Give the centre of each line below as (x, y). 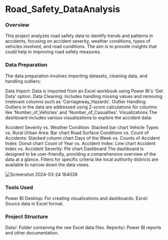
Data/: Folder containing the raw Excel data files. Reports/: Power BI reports (83, 227)
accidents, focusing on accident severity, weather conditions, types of (78, 41)
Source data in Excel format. (34, 204)
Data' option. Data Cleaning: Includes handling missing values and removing (84, 96)
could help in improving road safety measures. (53, 52)
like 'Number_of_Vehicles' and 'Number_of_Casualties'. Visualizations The (81, 112)
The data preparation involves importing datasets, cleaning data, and (76, 76)
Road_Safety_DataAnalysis (63, 9)
